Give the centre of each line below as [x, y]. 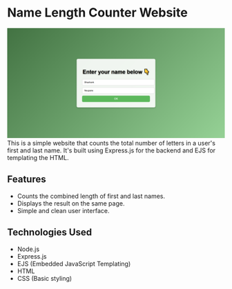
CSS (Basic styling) [45, 278]
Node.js [28, 249]
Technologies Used [49, 232]
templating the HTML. [38, 157]
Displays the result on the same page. [71, 203]
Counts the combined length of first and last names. [91, 196]
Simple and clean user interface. [63, 210]
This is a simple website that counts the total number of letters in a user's [112, 143]
